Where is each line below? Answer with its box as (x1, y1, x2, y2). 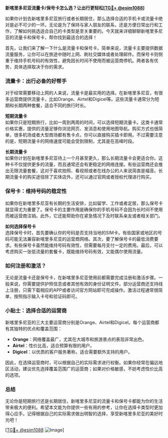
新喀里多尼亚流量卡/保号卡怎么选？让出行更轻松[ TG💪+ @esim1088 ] (5, 5, 145, 11)
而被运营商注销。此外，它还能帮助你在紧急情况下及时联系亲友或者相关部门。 (5, 213, 163, 219)
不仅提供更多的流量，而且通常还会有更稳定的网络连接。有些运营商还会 (13, 162, 158, 168)
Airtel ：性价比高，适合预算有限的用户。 (12, 343, 95, 349)
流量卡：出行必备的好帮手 (5, 77, 67, 84)
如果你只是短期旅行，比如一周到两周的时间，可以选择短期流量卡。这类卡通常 (5, 119, 163, 125)
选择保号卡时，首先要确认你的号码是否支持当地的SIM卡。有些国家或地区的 (5, 229, 158, 235)
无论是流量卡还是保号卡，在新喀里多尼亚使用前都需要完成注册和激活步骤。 (5, 274, 158, 280)
